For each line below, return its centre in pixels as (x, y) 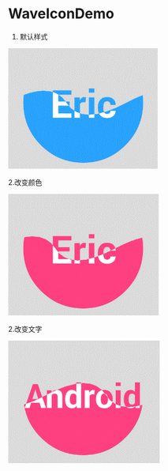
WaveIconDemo (61, 14)
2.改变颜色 (25, 182)
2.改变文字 (25, 329)
